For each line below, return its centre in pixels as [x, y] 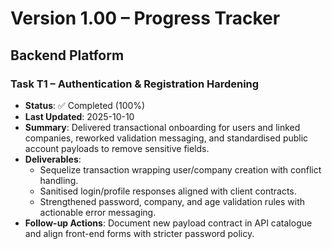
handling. [59, 180]
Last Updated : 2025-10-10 [79, 116]
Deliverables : [53, 159]
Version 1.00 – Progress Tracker [145, 18]
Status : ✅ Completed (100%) [85, 105]
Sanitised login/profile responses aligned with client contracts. [168, 191]
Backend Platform [67, 55]
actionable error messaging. [98, 212]
